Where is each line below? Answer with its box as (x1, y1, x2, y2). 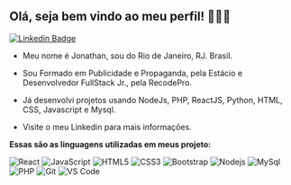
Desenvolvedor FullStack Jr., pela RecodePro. (22, 77, 192, 88)
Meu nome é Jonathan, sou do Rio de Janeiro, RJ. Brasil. (22, 50, 232, 61)
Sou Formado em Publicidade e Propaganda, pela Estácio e (22, 67, 243, 78)
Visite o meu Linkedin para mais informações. (22, 121, 192, 132)
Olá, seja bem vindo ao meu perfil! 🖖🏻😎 (9, 9, 232, 24)
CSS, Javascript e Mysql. (22, 104, 116, 115)
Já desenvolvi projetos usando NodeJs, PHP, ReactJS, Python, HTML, (22, 94, 283, 105)
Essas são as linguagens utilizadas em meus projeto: (9, 138, 212, 149)
